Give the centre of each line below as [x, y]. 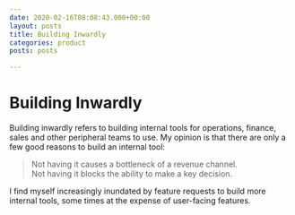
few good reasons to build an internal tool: [87, 147]
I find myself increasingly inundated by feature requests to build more [138, 191]
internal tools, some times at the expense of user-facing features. [130, 201]
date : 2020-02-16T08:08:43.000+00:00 [80, 17]
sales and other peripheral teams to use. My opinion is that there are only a [148, 138]
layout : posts [36, 26]
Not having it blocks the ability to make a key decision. [132, 174]
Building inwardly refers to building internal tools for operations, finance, [143, 128]
